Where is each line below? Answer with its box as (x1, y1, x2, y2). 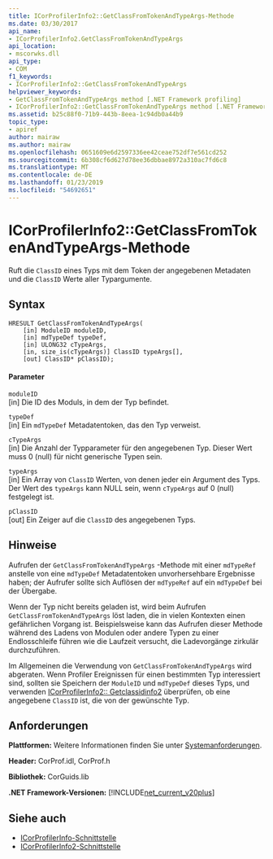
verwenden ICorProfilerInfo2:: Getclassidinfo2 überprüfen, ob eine (8, 686, 231, 696)
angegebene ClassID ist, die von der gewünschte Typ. (8, 695, 189, 705)
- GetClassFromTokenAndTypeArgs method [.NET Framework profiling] (8, 95, 242, 103)
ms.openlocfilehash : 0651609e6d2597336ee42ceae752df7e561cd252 (8, 148, 227, 156)
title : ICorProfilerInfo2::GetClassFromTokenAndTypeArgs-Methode (8, 11, 234, 20)
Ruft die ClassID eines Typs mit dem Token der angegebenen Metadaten (8, 265, 251, 275)
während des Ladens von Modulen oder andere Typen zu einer (8, 628, 219, 638)
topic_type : (8, 118, 49, 126)
